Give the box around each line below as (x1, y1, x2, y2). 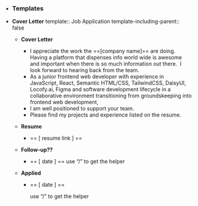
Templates (11, 4, 44, 13)
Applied (20, 169, 41, 177)
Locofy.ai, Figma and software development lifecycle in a (29, 86, 171, 93)
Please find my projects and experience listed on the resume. (29, 111, 182, 118)
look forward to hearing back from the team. (29, 67, 140, 74)
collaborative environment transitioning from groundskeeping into (29, 92, 192, 100)
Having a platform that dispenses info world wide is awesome (29, 54, 182, 61)
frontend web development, (29, 98, 99, 106)
